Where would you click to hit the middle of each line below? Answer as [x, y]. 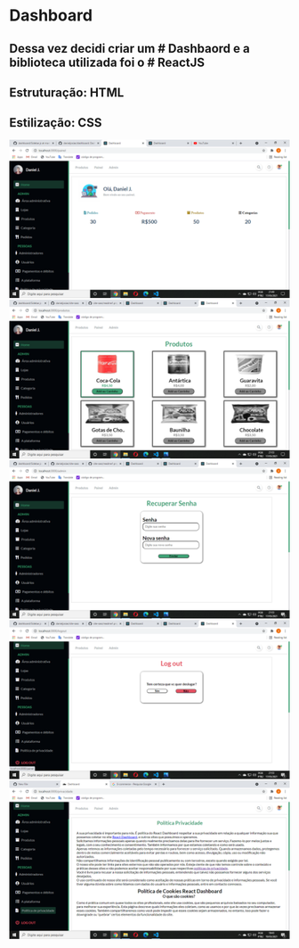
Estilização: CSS [56, 123]
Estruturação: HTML [67, 92]
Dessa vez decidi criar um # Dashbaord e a [130, 49]
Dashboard [51, 16]
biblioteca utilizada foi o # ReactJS [107, 62]
